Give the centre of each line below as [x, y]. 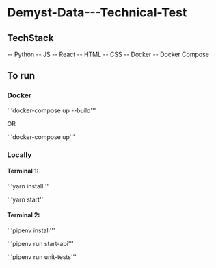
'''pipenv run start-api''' [40, 244]
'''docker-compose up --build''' [52, 110]
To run [21, 76]
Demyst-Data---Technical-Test [97, 13]
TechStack [30, 38]
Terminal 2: [24, 215]
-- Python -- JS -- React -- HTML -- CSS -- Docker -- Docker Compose [108, 54]
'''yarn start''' [26, 199]
